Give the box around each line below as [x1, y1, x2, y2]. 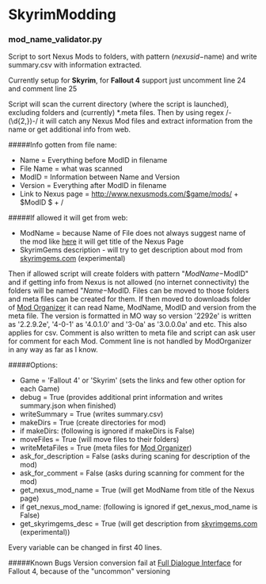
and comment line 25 [8, 84, 78, 94]
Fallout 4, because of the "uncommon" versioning [8, 567, 171, 576]
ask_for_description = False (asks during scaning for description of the [19, 451, 251, 461]
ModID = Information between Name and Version [19, 172, 180, 182]
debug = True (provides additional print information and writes [19, 393, 223, 402]
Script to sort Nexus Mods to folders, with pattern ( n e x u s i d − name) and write [8, 52, 257, 61]
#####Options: [8, 360, 58, 370]
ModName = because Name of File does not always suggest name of [19, 229, 246, 238]
